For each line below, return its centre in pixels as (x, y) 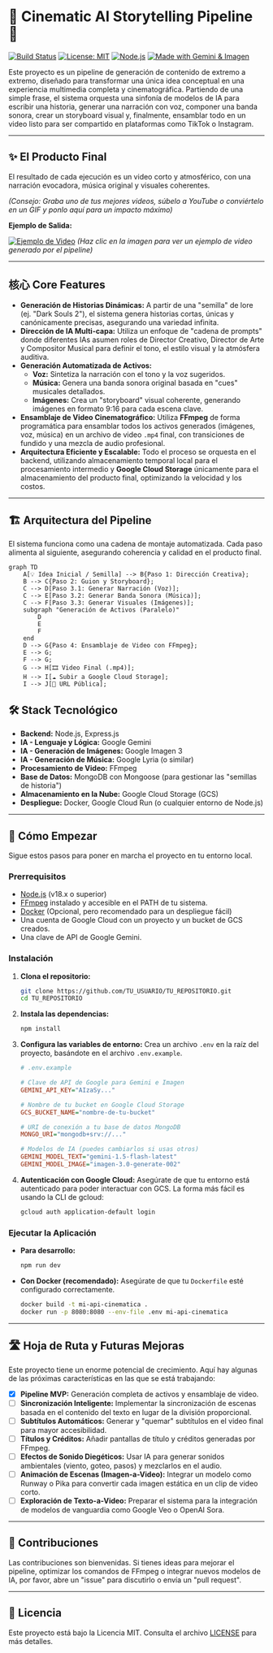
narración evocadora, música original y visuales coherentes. (109, 185)
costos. (32, 486)
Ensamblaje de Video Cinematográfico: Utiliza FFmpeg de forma (130, 417)
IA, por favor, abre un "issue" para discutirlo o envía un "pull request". (125, 1580)
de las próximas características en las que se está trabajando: (112, 1378)
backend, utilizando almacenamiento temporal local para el (119, 460)
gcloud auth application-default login (88, 1212)
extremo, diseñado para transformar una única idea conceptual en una (127, 80)
